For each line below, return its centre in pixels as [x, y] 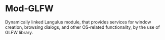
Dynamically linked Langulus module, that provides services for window [78, 22]
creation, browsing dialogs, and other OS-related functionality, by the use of [82, 27]
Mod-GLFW [29, 9]
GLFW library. [19, 32]
